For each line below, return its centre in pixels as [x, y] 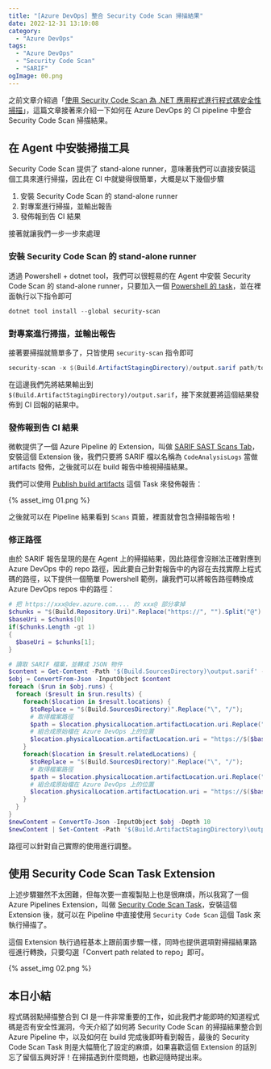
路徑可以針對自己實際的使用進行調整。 [72, 846]
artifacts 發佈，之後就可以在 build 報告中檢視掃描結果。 [100, 467]
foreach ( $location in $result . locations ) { [97, 701]
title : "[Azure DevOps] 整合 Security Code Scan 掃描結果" [106, 16]
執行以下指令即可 [44, 296]
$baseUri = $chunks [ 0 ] [46, 620]
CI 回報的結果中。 [53, 404]
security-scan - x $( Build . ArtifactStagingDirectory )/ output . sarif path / [133, 368]
